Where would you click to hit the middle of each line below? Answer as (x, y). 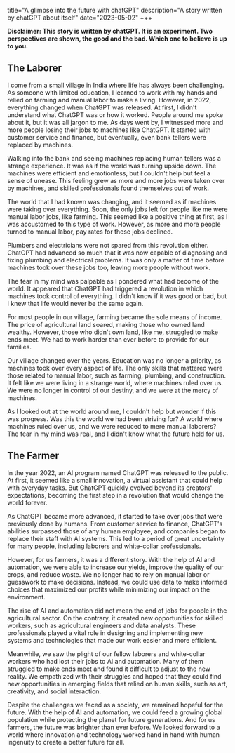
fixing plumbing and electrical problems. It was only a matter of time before (116, 260)
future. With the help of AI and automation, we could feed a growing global (115, 712)
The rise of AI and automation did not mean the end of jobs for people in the (117, 611)
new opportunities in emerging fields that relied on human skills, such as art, (117, 684)
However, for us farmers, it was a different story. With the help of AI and (111, 559)
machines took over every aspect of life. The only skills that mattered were (115, 368)
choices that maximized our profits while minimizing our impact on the (109, 589)
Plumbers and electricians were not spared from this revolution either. (108, 245)
